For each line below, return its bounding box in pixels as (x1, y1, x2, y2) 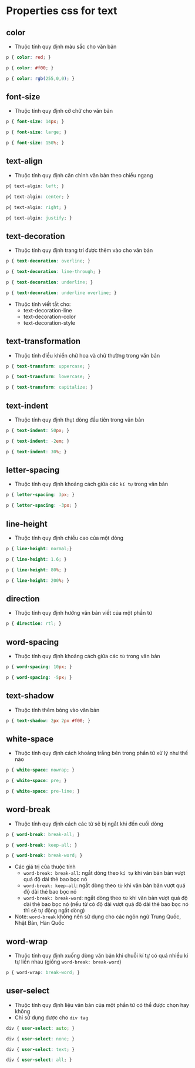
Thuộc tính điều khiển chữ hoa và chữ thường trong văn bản (14, 352, 160, 359)
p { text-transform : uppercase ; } (6, 363, 91, 369)
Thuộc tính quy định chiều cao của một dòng (14, 534, 124, 541)
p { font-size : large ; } (6, 129, 67, 136)
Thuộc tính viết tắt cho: (14, 301, 71, 308)
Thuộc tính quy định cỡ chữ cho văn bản (14, 107, 113, 114)
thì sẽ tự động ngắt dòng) (23, 907, 85, 914)
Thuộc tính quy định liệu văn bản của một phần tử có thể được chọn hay (14, 1001, 189, 1008)
